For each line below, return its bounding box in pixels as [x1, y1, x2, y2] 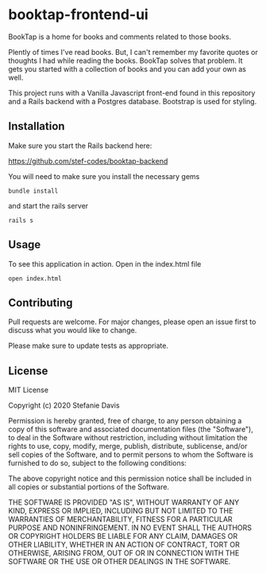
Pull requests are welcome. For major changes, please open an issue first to [8, 317, 256, 327]
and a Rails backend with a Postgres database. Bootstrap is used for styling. [8, 96, 257, 106]
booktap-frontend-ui [8, 6, 148, 24]
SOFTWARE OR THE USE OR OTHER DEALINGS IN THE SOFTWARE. [8, 557, 231, 567]
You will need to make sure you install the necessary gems [8, 171, 200, 181]
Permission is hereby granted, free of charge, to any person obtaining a [8, 416, 242, 426]
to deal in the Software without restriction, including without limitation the [8, 433, 248, 442]
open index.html [8, 275, 62, 283]
